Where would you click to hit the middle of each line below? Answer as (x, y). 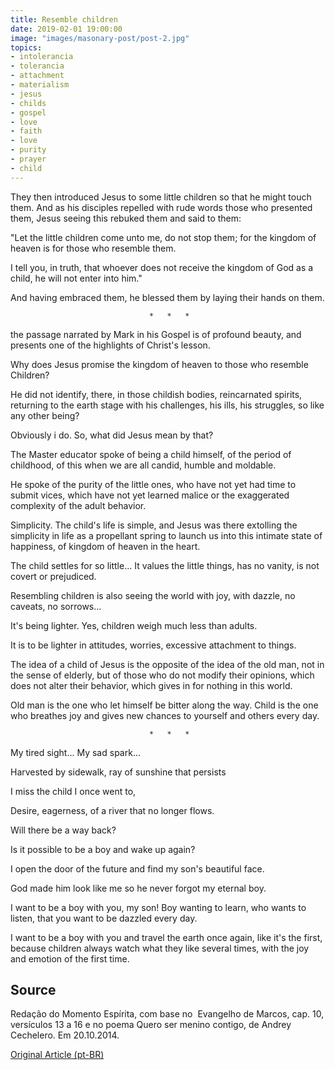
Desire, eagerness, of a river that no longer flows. (112, 810)
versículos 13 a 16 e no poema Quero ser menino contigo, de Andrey (151, 1025)
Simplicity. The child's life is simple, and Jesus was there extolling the (154, 525)
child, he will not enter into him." (76, 278)
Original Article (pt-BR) (57, 1055)
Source (33, 990)
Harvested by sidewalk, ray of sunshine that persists (118, 772)
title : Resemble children (64, 19)
